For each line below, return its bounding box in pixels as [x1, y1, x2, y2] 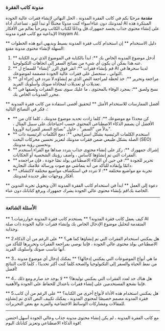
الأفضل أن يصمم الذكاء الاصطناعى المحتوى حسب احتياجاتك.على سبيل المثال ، [12, 121, 154, 127]
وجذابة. [5, 226, 19, 232]
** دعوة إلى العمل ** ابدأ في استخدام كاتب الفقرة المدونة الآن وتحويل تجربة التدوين [5, 182, 158, 188]
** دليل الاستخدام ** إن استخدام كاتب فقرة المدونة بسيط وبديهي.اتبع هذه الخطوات [5, 40, 156, 46]
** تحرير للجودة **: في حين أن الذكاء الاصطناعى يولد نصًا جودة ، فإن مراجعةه [12, 157, 154, 163]
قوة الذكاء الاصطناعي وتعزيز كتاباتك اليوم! [5, 320, 81, 326]
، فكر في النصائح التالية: [5, 106, 48, 112]
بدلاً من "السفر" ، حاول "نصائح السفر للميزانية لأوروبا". [12, 126, 112, 132]
